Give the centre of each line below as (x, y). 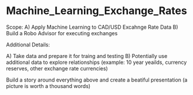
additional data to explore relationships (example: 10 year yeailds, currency (97, 62)
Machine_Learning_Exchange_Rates (97, 11)
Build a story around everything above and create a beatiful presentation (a (97, 80)
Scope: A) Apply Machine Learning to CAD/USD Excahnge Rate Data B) (92, 27)
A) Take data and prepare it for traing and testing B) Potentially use (87, 56)
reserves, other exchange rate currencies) (57, 68)
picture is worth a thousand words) (48, 86)
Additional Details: (28, 45)
